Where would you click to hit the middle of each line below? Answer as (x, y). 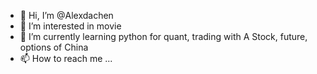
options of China (54, 47)
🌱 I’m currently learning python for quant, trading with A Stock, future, (163, 36)
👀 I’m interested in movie (70, 26)
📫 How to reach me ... (66, 58)
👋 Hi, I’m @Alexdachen (66, 15)
